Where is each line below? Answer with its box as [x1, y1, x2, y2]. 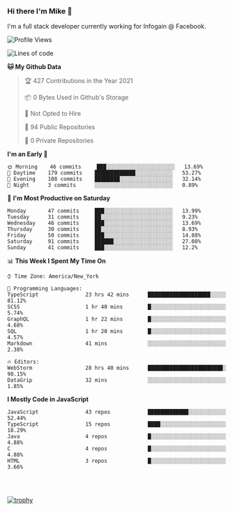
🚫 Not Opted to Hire [24, 110, 82, 118]
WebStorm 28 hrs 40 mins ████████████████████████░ [7, 364, 227, 372]
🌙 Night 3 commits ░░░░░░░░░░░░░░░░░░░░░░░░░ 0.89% [7, 182, 198, 189]
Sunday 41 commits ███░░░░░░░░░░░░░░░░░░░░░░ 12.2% [7, 244, 198, 251]
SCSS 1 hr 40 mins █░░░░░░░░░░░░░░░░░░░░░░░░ [7, 304, 227, 311]
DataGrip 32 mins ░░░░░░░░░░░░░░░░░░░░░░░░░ [7, 377, 227, 384]
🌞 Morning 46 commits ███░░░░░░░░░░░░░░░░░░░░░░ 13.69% [7, 163, 204, 170]
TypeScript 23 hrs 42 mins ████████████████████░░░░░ [7, 291, 227, 299]
